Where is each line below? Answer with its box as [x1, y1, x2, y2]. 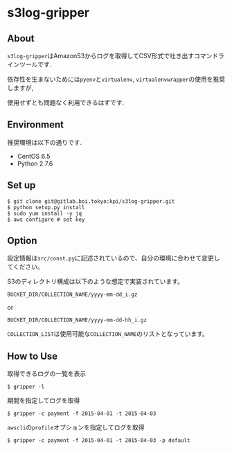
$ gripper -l [7, 383, 45, 391]
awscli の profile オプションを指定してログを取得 [7, 423, 145, 432]
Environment [7, 119, 64, 131]
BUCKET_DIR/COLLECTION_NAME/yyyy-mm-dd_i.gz [7, 291, 138, 299]
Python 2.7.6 [17, 159, 53, 168]
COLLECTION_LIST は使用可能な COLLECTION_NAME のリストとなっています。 [7, 330, 209, 338]
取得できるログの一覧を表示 [7, 369, 87, 378]
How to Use [7, 350, 58, 362]
